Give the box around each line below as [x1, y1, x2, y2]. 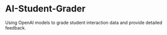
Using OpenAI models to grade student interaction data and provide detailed [5, 19, 162, 25]
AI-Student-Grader [5, 3, 86, 14]
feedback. [5, 24, 26, 30]
